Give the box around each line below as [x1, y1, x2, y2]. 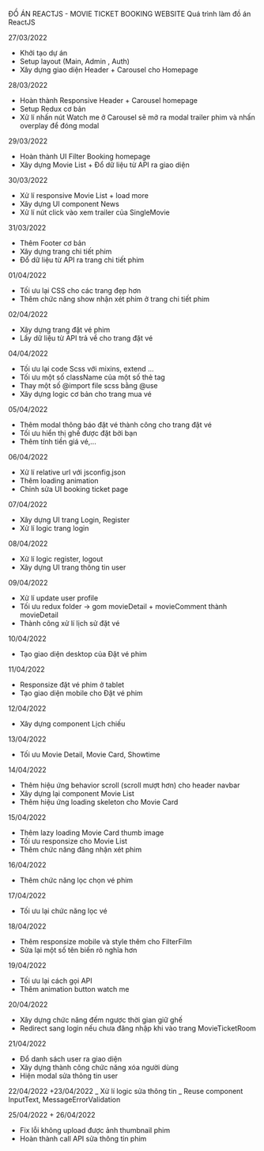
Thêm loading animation [19, 476, 99, 485]
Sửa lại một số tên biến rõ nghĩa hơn [19, 945, 138, 955]
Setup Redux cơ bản [19, 105, 86, 113]
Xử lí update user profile [19, 593, 99, 603]
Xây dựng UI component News [19, 200, 120, 208]
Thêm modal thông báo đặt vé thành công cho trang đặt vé [19, 420, 212, 429]
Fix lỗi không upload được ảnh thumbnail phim [19, 1126, 171, 1134]
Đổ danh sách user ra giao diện [19, 1054, 123, 1063]
